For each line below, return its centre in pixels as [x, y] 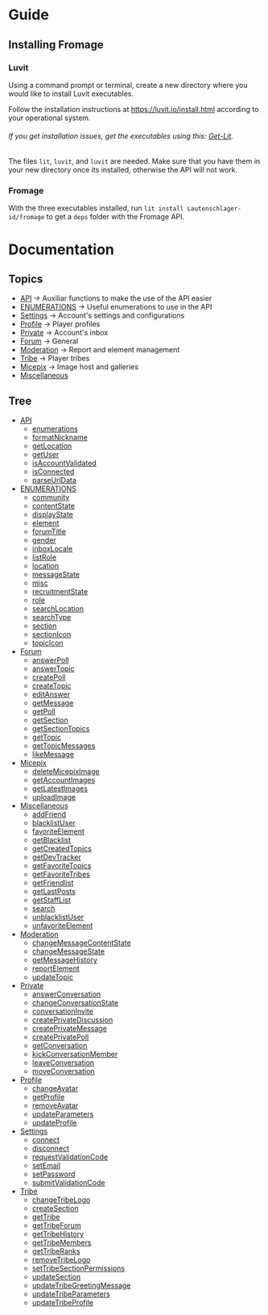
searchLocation [58, 609]
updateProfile [54, 1123]
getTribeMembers [62, 1242]
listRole [44, 557]
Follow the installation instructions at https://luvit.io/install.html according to [134, 109]
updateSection [56, 1277]
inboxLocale [52, 549]
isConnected [53, 472]
